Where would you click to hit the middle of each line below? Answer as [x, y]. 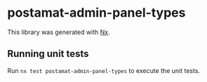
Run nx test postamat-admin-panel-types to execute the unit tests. [104, 70]
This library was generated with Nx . [59, 32]
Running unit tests [48, 54]
